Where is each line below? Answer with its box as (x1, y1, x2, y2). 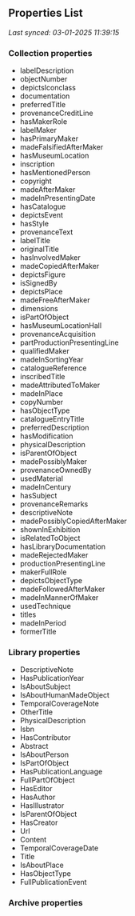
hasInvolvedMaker (19, 253, 81, 262)
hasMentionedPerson (19, 168, 91, 178)
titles (19, 610, 37, 619)
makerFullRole (19, 567, 67, 577)
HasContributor (19, 733, 71, 742)
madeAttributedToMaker (19, 380, 101, 390)
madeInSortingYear (19, 355, 84, 365)
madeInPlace (19, 389, 64, 398)
